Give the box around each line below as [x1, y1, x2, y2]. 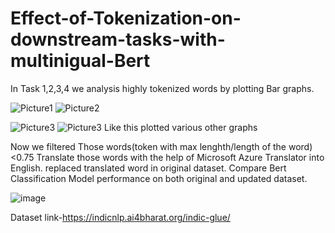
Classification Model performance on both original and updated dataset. [10, 172, 308, 184]
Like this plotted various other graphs [103, 121, 258, 133]
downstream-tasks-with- [10, 28, 226, 51]
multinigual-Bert [10, 50, 151, 72]
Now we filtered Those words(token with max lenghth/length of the [10, 140, 287, 152]
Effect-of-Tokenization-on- [10, 7, 242, 30]
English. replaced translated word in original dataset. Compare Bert [10, 162, 287, 174]
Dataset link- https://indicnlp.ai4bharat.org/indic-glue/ [10, 211, 231, 223]
